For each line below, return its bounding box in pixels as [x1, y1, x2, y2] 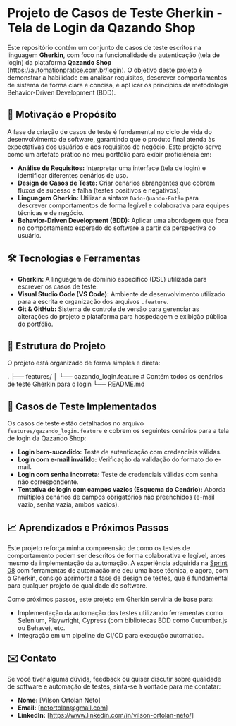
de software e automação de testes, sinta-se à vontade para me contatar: [7, 682, 221, 691]
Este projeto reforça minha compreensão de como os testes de [7, 544, 190, 552]
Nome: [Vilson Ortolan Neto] [17, 696, 101, 704]
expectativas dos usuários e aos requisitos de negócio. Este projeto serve [7, 143, 222, 151]
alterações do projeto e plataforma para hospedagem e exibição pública [17, 312, 228, 320]
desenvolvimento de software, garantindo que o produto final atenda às [7, 135, 216, 143]
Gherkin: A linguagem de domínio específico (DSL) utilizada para [17, 274, 207, 283]
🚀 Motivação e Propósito [7, 109, 117, 121]
